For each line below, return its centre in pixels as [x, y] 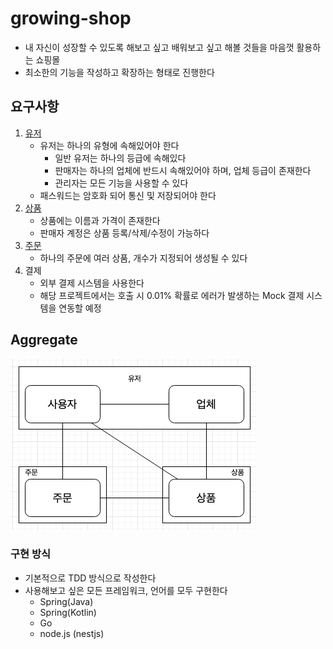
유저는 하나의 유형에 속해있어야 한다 [109, 145]
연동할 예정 [80, 308]
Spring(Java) [66, 601]
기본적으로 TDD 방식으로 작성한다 [90, 578]
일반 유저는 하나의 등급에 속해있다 [120, 158]
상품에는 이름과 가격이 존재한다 [100, 220]
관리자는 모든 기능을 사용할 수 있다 [121, 183]
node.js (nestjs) [72, 633]
